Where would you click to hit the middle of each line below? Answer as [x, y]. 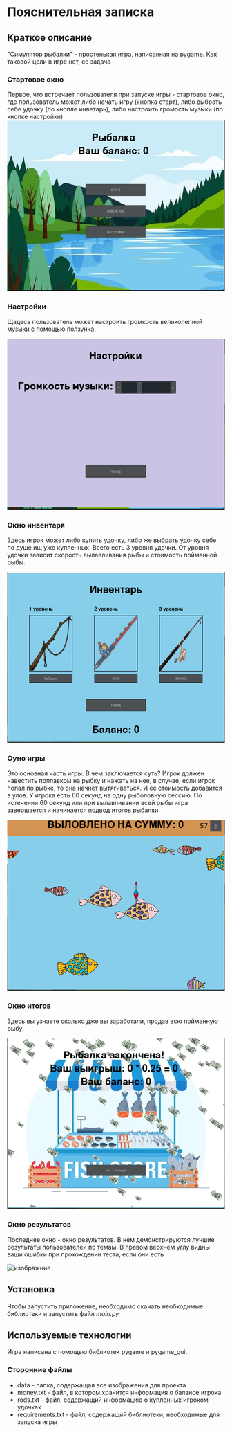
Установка [31, 1289]
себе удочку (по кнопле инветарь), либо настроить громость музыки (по [115, 109]
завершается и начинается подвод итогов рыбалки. [84, 810]
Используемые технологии [69, 1335]
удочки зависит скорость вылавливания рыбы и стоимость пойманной [112, 555]
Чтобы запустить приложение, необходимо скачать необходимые [105, 1306]
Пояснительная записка [81, 12]
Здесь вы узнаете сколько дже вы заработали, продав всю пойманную [113, 1021]
